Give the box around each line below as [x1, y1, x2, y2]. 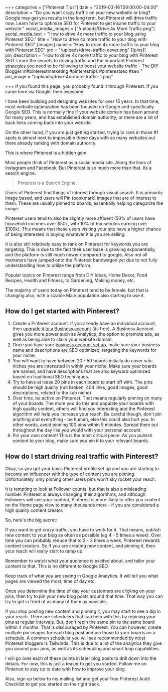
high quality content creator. [5, 507, 64, 513]
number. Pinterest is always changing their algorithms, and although [5, 491, 146, 497]
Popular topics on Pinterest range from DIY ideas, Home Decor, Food [5, 272, 147, 278]
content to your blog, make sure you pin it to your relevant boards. [12, 438, 149, 444]
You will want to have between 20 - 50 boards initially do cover [12, 357, 143, 363]
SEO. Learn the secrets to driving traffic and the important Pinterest [5, 58, 144, 63]
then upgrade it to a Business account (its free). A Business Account [12, 326, 154, 332]
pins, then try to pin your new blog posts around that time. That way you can [5, 593, 163, 599]
